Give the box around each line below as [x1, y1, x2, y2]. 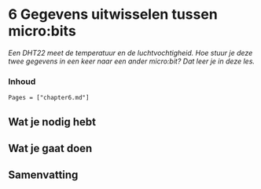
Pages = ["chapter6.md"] [8, 94, 90, 102]
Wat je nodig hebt [8, 115, 97, 129]
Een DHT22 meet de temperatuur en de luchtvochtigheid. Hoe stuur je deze [8, 48, 253, 57]
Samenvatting [8, 169, 79, 182]
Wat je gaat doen [8, 142, 93, 155]
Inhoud [8, 76, 36, 87]
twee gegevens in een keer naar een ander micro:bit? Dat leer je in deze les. [8, 56, 255, 66]
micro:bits [8, 22, 76, 40]
